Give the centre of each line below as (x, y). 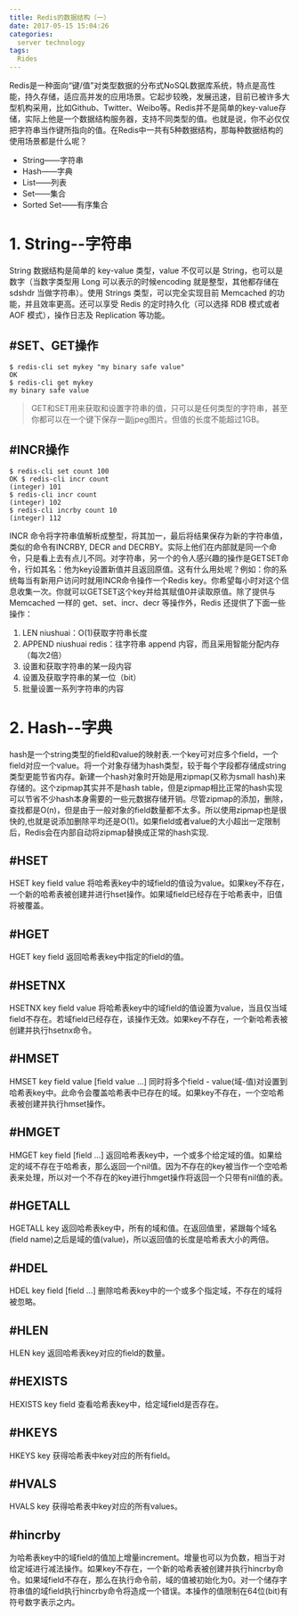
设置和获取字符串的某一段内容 (77, 666)
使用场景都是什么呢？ (48, 141)
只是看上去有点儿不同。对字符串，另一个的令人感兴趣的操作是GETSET (153, 557)
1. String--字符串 (71, 244)
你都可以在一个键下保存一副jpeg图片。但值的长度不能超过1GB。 (147, 419)
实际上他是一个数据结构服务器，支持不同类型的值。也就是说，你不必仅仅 (157, 119)
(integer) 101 (36, 487)
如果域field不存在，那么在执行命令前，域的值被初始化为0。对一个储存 (152, 1580)
